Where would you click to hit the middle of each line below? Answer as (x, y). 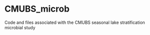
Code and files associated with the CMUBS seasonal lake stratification (75, 22)
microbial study (20, 27)
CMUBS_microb (37, 9)
